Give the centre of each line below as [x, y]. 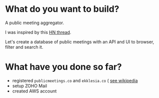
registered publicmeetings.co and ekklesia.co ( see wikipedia [75, 80]
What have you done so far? [64, 67]
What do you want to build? [62, 9]
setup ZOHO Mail [30, 86]
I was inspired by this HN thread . [38, 32]
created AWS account [34, 91]
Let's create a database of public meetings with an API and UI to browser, [79, 42]
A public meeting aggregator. [35, 23]
